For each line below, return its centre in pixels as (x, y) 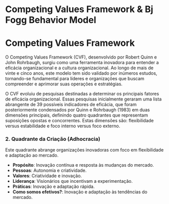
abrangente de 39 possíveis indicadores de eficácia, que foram (71, 105)
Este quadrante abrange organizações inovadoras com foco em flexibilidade (84, 150)
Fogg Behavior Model (51, 20)
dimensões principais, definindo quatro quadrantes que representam (77, 115)
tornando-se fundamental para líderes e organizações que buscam (75, 79)
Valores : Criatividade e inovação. (47, 176)
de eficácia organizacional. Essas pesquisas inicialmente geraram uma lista (83, 99)
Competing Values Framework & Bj (79, 9)
